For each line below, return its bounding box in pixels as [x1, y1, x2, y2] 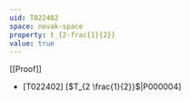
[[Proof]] [9, 64, 43, 75]
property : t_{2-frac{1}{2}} [9, 30, 116, 39]
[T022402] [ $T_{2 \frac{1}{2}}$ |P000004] [22, 81, 182, 92]
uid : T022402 [9, 13, 59, 23]
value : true [9, 38, 55, 48]
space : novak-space [9, 22, 84, 31]
